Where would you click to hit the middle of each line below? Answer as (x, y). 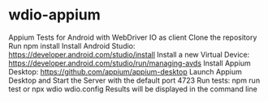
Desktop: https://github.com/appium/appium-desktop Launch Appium (125, 71)
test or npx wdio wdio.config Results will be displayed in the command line (133, 89)
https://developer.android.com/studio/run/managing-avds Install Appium (130, 63)
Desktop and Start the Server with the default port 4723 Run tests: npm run (134, 80)
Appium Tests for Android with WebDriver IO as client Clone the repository (133, 37)
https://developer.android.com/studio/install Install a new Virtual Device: (129, 54)
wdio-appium (55, 15)
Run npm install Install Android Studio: (72, 45)
